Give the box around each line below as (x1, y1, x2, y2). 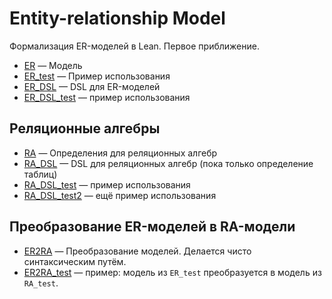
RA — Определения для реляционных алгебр (23, 147, 218, 159)
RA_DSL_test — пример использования (23, 178, 191, 191)
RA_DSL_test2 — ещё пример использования (23, 189, 217, 201)
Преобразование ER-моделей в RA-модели (9, 218, 296, 236)
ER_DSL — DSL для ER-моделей (23, 80, 161, 92)
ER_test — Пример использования (23, 70, 171, 82)
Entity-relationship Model (9, 7, 226, 30)
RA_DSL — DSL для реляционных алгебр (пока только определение (23, 157, 314, 169)
